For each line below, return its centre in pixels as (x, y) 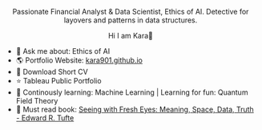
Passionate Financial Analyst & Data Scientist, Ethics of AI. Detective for (131, 12)
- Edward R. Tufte (45, 118)
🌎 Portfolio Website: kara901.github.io (79, 60)
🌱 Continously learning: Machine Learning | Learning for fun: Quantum (132, 92)
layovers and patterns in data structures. (131, 20)
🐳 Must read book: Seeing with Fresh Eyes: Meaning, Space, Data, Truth (135, 109)
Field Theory (37, 101)
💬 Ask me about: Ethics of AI (63, 51)
